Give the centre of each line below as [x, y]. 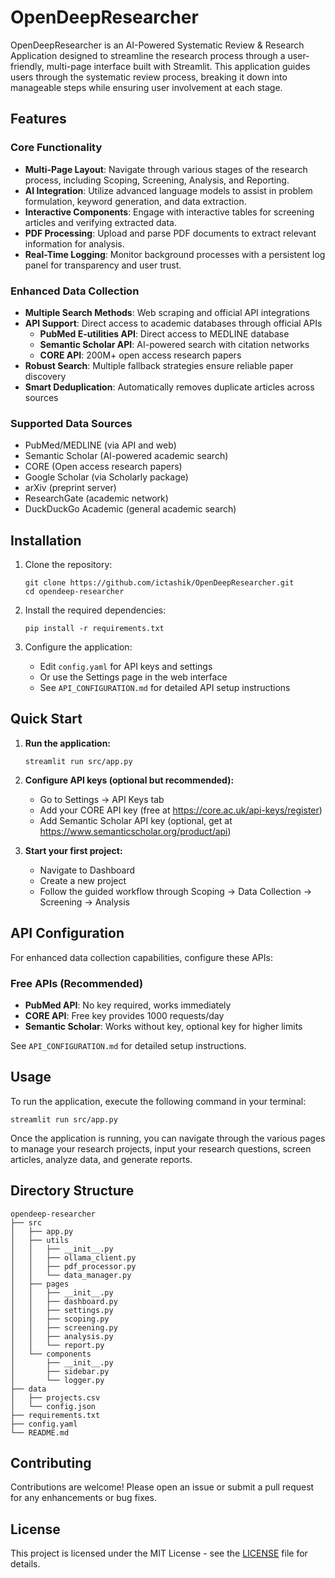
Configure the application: [78, 647]
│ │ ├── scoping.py [60, 1319]
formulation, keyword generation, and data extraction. [135, 201]
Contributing [51, 1462]
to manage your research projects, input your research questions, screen [161, 1148]
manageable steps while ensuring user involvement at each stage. [146, 87]
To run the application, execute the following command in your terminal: [158, 1101]
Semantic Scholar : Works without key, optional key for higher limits [163, 1026]
